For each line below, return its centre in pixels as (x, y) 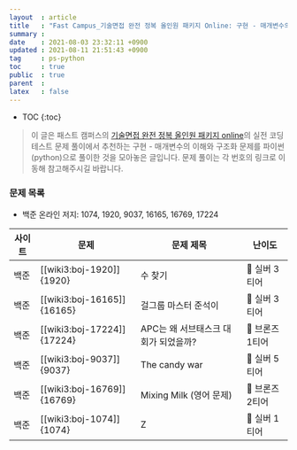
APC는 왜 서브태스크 (180, 329)
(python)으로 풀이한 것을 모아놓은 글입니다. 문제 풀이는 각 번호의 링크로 (153, 157)
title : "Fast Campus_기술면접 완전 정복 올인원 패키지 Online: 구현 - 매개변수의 (150, 26)
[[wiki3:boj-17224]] (83, 329)
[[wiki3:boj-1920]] (80, 269)
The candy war (171, 364)
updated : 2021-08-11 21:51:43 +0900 (79, 50)
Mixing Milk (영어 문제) (186, 395)
